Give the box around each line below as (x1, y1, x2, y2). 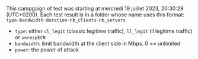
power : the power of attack (14, 46, 79, 53)
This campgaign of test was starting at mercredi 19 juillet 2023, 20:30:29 (6, 5, 184, 12)
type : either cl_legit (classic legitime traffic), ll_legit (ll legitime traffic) (14, 27, 193, 34)
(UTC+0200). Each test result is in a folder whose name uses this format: (6, 11, 185, 18)
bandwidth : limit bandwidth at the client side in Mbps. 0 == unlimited (14, 40, 181, 47)
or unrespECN (14, 34, 46, 40)
